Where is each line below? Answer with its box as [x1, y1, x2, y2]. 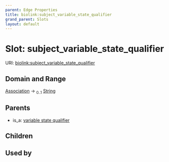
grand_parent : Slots [5, 17, 49, 22]
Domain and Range [5, 74, 66, 83]
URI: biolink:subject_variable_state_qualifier [5, 60, 95, 66]
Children [5, 132, 33, 140]
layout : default [5, 21, 39, 27]
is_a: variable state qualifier [12, 117, 70, 123]
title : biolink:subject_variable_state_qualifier [5, 12, 112, 17]
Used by [5, 149, 32, 157]
